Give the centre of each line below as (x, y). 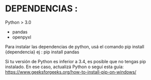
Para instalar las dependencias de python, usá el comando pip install (75, 46)
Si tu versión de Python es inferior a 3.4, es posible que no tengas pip (75, 61)
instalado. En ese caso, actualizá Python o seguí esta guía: (64, 67)
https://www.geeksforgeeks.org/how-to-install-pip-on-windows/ (71, 72)
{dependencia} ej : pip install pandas (42, 52)
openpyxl (22, 37)
